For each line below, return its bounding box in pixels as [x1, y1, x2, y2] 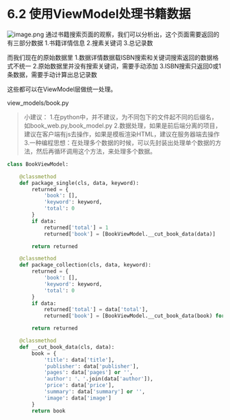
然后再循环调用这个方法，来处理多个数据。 [36, 147, 156, 155]
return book [31, 407, 66, 415]
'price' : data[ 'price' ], [43, 382, 115, 389]
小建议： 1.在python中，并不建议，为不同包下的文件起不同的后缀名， [23, 112, 218, 121]
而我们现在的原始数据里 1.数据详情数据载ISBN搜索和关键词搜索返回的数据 [7, 53, 214, 62]
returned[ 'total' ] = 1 [43, 224, 109, 231]
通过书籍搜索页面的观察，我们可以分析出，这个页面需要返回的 [45, 30, 220, 38]
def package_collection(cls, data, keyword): [19, 262, 152, 269]
